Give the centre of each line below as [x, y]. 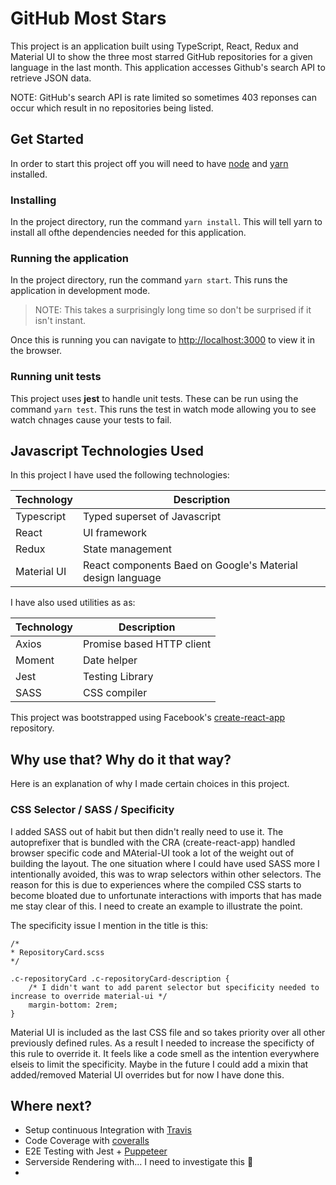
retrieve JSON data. [51, 78]
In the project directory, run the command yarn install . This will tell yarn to [166, 222]
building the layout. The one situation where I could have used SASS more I [165, 863]
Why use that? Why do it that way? [121, 759]
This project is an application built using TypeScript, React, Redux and [154, 46]
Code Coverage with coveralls [87, 1141]
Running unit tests [56, 377]
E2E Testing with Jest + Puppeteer [96, 1151]
